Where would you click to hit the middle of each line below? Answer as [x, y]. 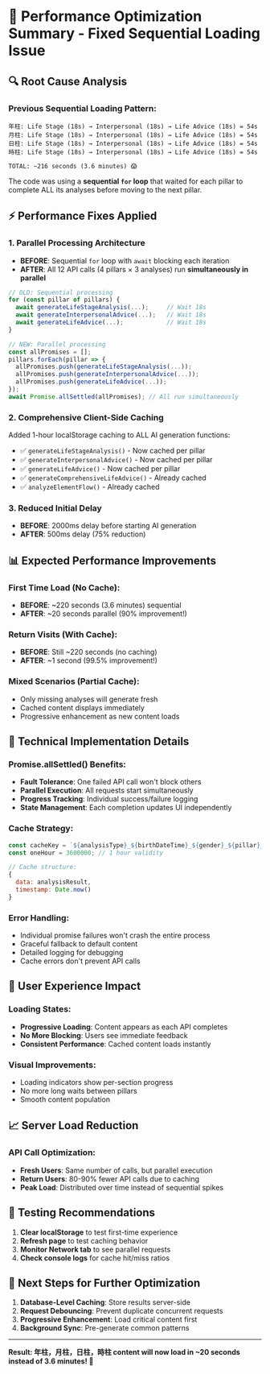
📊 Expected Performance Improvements [112, 560]
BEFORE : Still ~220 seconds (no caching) [88, 652]
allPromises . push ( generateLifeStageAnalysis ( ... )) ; [104, 367]
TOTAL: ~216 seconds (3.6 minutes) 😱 [73, 166]
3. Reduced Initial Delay [55, 508]
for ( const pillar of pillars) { [64, 300]
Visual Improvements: [52, 1065]
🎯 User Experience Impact [75, 986]
